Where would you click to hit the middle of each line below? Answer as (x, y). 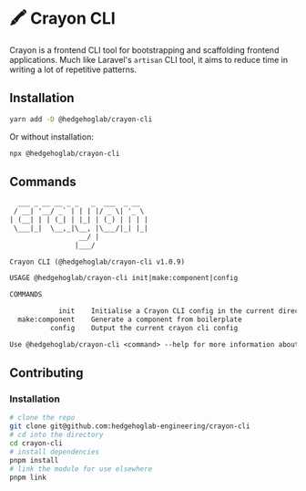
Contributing (46, 373)
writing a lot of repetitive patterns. (73, 69)
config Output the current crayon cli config (144, 328)
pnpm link (28, 477)
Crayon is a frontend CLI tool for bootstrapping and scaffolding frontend (144, 50)
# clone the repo (42, 418)
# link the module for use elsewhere (81, 469)
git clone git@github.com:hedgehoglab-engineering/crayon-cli (130, 426)
